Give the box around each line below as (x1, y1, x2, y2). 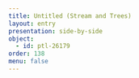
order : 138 (8, 50, 45, 58)
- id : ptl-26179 (15, 42, 70, 50)
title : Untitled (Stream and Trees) (8, 11, 132, 20)
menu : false (8, 58, 48, 66)
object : (8, 34, 35, 43)
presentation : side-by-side (8, 27, 103, 35)
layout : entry (8, 19, 57, 28)
